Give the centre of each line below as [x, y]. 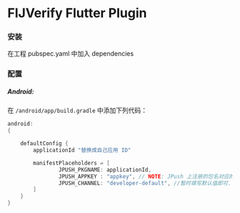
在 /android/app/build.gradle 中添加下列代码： [77, 110]
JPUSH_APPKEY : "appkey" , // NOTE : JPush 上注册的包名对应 [144, 177]
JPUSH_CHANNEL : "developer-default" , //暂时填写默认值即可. [145, 183]
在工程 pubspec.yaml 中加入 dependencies [71, 54]
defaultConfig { [45, 144]
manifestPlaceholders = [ [72, 163]
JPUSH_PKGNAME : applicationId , [105, 169]
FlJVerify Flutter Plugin [77, 13]
